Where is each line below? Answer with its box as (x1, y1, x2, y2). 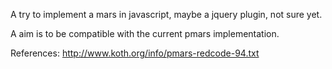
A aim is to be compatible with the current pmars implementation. (10, 28, 280, 39)
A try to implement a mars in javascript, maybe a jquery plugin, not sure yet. (10, 9, 323, 20)
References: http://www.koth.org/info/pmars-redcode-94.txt (10, 47, 260, 59)
